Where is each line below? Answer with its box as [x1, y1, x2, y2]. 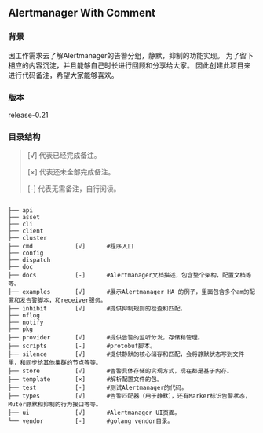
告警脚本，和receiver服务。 [25, 296, 107, 305]
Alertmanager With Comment [8, 6, 155, 20]
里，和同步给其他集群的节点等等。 [8, 359, 102, 367]
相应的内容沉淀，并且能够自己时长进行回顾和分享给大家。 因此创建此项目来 [8, 61, 251, 70]
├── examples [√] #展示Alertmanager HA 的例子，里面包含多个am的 [8, 288, 250, 296]
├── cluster [8, 234, 47, 242]
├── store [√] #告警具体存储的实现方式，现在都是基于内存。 [8, 367, 233, 376]
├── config [8, 249, 44, 258]
